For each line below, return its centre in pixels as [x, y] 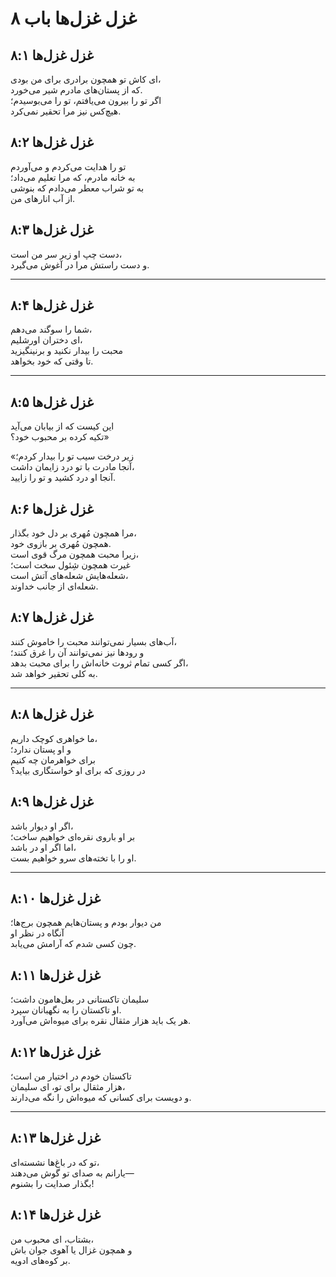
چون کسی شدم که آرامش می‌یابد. [73, 944]
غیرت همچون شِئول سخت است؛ [70, 565]
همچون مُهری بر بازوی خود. [61, 544]
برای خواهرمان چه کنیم [53, 759]
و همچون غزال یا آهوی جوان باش [71, 1249]
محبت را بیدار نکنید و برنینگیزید [67, 351]
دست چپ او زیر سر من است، [66, 254]
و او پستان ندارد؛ [41, 749]
